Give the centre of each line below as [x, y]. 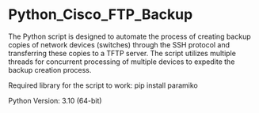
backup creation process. [50, 70]
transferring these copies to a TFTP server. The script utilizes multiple [122, 53]
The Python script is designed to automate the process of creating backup [129, 36]
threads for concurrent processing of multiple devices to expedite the [122, 62]
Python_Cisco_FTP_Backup [101, 15]
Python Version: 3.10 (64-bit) [55, 100]
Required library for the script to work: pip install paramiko [103, 85]
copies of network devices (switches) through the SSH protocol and [119, 44]
